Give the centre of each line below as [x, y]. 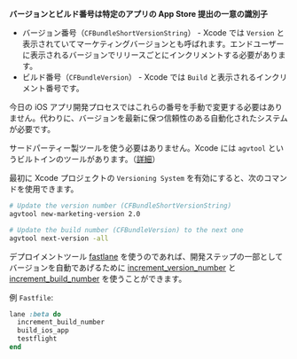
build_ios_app [43, 331]
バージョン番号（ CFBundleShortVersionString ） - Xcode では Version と [153, 33]
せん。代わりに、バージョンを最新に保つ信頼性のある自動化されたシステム [152, 118]
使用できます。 [51, 189]
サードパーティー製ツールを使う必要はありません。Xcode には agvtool [138, 148]
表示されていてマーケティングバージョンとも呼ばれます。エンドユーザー [153, 44]
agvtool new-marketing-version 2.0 [75, 214]
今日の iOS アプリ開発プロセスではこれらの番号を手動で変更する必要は [138, 107]
